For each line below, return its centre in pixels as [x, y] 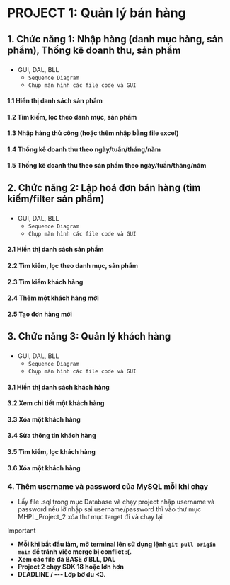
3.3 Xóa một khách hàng [44, 419]
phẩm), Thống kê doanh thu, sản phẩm [94, 50]
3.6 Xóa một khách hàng [44, 468]
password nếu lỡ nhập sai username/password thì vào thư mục [109, 509]
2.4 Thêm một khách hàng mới [53, 298]
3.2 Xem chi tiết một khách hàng [56, 403]
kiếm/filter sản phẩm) [56, 198]
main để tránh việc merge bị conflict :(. [75, 551]
